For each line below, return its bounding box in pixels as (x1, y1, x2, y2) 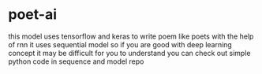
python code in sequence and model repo (8, 57, 144, 66)
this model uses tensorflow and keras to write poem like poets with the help (8, 31, 254, 41)
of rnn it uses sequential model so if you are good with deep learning (8, 39, 233, 49)
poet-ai (8, 6, 58, 24)
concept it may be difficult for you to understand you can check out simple (8, 48, 251, 57)
